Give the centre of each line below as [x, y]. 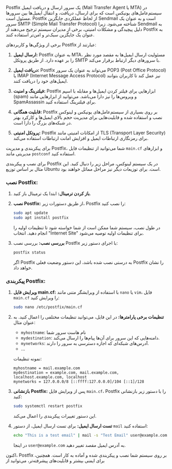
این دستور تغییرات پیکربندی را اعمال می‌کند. [55, 416]
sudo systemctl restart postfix [48, 406]
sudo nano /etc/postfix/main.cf [48, 307]
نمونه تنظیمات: [27, 359]
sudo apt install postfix [41, 218]
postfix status [29, 252]
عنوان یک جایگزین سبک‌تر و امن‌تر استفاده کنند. [50, 35]
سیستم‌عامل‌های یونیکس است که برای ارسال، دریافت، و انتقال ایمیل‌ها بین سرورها [84, 13]
